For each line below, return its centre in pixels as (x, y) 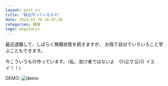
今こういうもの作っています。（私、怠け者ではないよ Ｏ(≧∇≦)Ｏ (75, 61)
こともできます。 (27, 51)
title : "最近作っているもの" (33, 15)
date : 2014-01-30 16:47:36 (34, 19)
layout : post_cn (23, 10)
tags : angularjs (23, 29)
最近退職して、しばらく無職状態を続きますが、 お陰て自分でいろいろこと (82, 45)
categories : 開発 (23, 24)
